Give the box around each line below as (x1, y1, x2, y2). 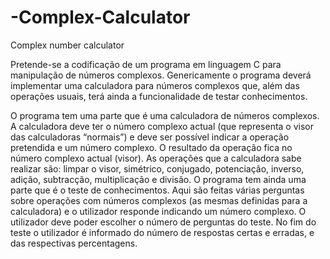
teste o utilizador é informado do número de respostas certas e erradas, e (10, 226, 315, 238)
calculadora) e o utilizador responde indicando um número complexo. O (10, 205, 307, 217)
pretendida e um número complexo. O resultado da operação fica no (10, 141, 293, 153)
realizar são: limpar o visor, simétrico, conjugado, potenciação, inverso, (10, 162, 305, 175)
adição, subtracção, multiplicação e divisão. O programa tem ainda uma (10, 173, 307, 185)
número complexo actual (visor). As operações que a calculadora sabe (10, 152, 302, 164)
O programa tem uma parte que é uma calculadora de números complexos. (10, 109, 320, 121)
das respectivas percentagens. (10, 237, 138, 249)
